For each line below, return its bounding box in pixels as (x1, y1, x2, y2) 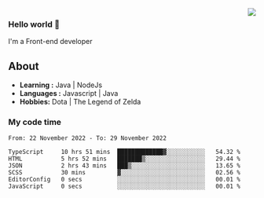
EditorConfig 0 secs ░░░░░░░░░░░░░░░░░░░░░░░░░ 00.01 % (8, 176, 241, 184)
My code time (8, 117, 61, 128)
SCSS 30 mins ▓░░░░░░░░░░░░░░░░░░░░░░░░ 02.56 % (8, 169, 241, 177)
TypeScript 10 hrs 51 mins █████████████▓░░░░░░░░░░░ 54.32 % (8, 148, 241, 156)
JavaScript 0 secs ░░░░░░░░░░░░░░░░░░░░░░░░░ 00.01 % (8, 182, 241, 191)
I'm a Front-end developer (8, 37, 93, 46)
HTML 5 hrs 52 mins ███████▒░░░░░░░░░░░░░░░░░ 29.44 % (8, 155, 241, 163)
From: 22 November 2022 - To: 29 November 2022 (8, 134, 167, 142)
